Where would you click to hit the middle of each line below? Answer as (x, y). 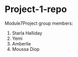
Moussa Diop (26, 49)
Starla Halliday (27, 33)
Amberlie (21, 43)
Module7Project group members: (39, 23)
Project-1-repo (36, 9)
